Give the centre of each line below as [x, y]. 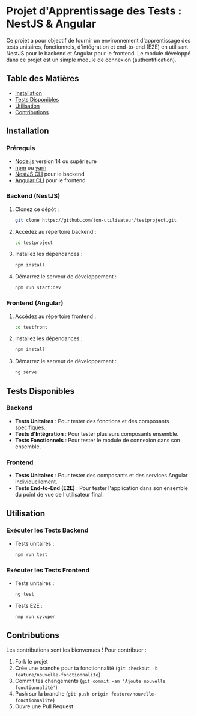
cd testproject [34, 243]
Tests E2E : [29, 605]
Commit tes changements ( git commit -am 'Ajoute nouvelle [90, 681]
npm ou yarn [31, 168]
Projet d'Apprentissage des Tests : [94, 11]
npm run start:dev [38, 288]
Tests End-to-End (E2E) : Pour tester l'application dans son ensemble [101, 488]
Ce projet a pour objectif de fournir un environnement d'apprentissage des [98, 40]
